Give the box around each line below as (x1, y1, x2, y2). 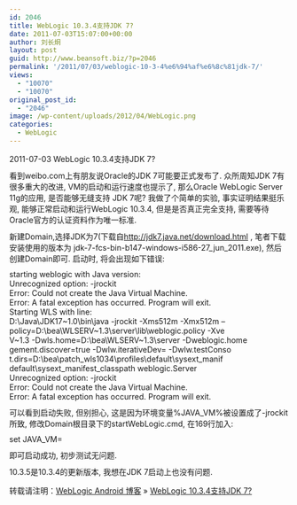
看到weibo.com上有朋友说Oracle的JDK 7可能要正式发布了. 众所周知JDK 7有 (9, 170, 285, 181)
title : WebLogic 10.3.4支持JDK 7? (9, 21, 135, 30)
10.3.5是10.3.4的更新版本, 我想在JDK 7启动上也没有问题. (9, 466, 213, 477)
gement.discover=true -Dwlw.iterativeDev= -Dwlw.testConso (9, 344, 232, 354)
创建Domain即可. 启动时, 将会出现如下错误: (9, 253, 166, 264)
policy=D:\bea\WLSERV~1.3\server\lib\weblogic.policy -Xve (9, 325, 225, 336)
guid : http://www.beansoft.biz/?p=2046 (9, 54, 157, 63)
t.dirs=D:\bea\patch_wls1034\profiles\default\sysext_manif (9, 353, 223, 364)
